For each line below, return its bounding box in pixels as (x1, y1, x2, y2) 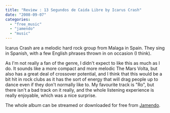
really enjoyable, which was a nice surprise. (5, 92, 97, 98)
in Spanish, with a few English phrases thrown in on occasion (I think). (5, 50, 152, 56)
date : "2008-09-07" (5, 12, 47, 17)
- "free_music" (10, 21, 42, 27)
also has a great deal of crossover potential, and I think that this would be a (5, 71, 162, 77)
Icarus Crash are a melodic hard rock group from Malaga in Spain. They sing (5, 45, 165, 51)
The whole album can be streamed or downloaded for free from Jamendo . (5, 102, 161, 108)
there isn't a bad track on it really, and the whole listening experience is (5, 87, 154, 93)
